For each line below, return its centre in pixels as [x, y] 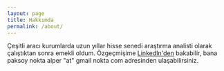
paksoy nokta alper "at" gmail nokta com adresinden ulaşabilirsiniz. [103, 61]
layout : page [26, 13]
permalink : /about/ [35, 26]
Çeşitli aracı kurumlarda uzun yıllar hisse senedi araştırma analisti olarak [110, 46]
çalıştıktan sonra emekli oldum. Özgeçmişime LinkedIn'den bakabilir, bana [112, 53]
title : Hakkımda [30, 20]
